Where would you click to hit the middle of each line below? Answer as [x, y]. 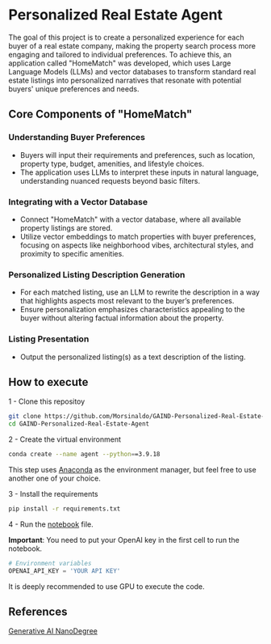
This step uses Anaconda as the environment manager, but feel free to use [132, 469]
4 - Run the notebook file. [51, 524]
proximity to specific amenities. [72, 253]
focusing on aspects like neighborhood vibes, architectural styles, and [137, 245]
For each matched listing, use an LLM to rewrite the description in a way [140, 292]
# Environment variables [50, 563]
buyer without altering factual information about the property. [122, 318]
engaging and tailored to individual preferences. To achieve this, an [120, 54]
